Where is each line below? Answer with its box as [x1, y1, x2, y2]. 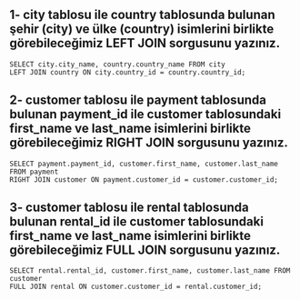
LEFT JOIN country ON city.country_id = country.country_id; [9, 67, 246, 76]
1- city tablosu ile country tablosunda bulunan [9, 7, 275, 23]
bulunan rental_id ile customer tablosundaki [9, 214, 264, 230]
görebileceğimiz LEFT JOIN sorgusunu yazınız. [9, 35, 280, 51]
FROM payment [9, 167, 59, 176]
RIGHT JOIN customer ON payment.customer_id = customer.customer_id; [9, 175, 279, 185]
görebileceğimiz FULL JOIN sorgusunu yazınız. [9, 243, 281, 258]
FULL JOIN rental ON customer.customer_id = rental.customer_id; [9, 282, 262, 292]
